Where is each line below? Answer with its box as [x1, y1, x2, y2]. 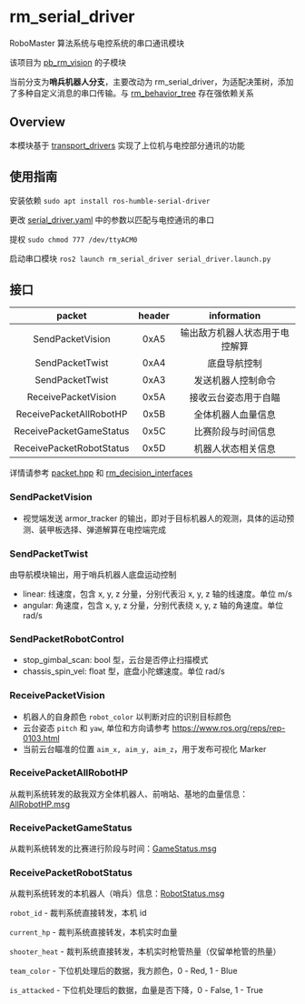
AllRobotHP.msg [9, 798, 71, 809]
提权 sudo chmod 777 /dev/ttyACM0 [9, 234, 138, 245]
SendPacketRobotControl [9, 632, 124, 645]
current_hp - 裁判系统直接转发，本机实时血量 [9, 927, 178, 938]
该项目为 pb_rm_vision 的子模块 [9, 56, 127, 67]
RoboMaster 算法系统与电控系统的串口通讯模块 [9, 37, 184, 48]
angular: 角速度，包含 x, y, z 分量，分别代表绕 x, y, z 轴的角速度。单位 [22, 599, 284, 610]
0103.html [22, 732, 61, 743]
